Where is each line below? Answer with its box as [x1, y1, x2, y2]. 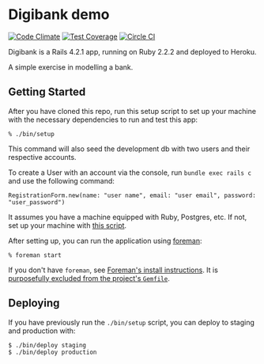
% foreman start [8, 251, 62, 259]
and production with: [8, 326, 76, 336]
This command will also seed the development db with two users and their [8, 144, 251, 154]
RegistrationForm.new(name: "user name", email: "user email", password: [8, 191, 257, 199]
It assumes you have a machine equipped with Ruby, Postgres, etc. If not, [8, 212, 247, 222]
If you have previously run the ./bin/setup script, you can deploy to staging [8, 317, 255, 327]
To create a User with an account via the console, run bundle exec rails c [8, 168, 251, 177]
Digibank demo [8, 6, 110, 24]
